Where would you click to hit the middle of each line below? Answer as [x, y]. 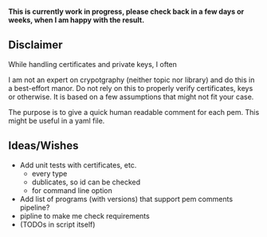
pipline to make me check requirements [84, 215]
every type [49, 173]
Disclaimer [35, 45]
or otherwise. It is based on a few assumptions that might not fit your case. [131, 97]
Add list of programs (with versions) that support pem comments [126, 199]
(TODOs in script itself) [57, 224]
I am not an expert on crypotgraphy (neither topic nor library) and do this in [132, 80]
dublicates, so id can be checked [86, 182]
